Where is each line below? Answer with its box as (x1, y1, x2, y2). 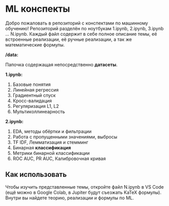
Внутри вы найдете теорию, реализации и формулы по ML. (5, 195, 134, 201)
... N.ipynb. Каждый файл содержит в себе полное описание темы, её (5, 31, 157, 37)
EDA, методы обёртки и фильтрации (12, 128, 92, 134)
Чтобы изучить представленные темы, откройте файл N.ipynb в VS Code (5, 184, 164, 190)
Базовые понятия (12, 81, 51, 87)
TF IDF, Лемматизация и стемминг (12, 139, 88, 145)
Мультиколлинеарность (12, 108, 65, 115)
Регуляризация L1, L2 (12, 103, 59, 109)
